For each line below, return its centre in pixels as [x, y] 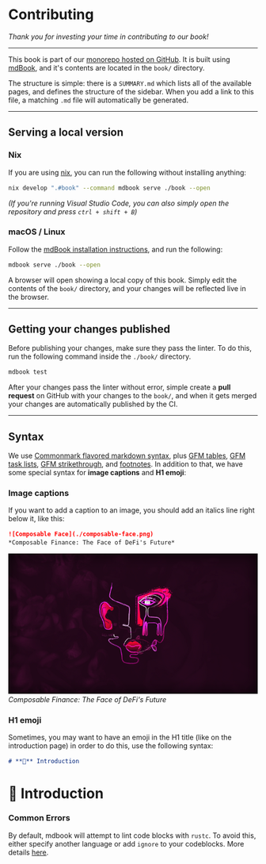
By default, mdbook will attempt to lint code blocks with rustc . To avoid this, [132, 835]
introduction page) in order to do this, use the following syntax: [111, 746]
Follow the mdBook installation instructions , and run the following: [116, 249]
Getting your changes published [89, 330]
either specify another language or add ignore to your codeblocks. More [126, 843]
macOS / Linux [37, 232]
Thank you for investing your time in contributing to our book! [108, 36]
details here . [28, 852]
